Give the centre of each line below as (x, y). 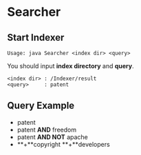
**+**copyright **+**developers (63, 144)
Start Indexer (36, 38)
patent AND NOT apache (52, 137)
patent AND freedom (47, 130)
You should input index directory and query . (70, 66)
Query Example (41, 106)
